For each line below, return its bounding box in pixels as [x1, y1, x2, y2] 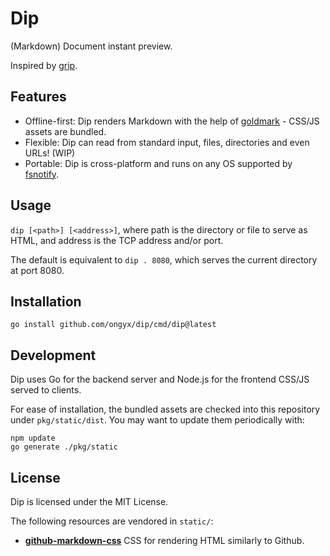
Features [10, 88, 67, 106]
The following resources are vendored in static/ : [10, 515, 214, 527]
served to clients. [10, 384, 82, 396]
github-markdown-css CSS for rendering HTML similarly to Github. [24, 535, 305, 546]
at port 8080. [10, 264, 65, 276]
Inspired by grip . [10, 59, 78, 71]
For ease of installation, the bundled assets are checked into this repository [10, 403, 321, 416]
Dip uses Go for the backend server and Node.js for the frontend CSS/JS [10, 373, 310, 386]
